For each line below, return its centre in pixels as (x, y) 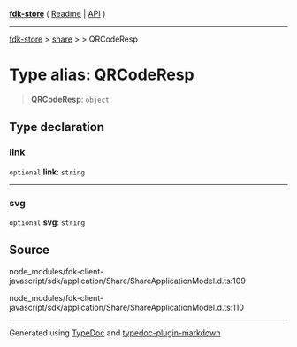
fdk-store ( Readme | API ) (57, 14)
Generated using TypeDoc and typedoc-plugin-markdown (115, 333)
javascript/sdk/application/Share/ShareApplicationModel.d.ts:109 (127, 281)
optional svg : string (47, 222)
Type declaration (57, 127)
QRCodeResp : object (70, 99)
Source (30, 250)
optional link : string (47, 172)
